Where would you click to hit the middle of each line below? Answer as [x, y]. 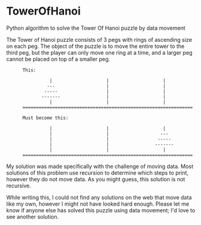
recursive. [19, 186]
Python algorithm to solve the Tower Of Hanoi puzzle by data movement [96, 28]
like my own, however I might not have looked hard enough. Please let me [98, 204]
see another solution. [33, 217]
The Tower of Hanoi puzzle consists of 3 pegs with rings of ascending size [99, 39]
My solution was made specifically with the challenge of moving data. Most [100, 166]
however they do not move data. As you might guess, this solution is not [96, 179]
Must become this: [45, 118]
